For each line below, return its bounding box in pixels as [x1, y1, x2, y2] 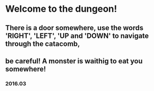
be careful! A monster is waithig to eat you [5, 57, 143, 65]
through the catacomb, [5, 39, 80, 48]
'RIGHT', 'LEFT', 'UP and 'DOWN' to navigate [5, 31, 149, 40]
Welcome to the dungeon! [5, 3, 117, 15]
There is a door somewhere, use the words [5, 24, 144, 32]
